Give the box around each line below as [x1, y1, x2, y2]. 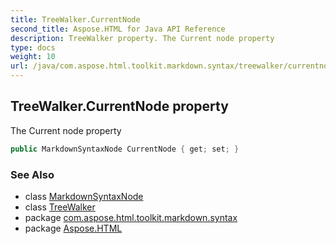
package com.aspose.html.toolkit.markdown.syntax [24, 211, 238, 223]
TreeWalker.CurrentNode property [10, 98, 229, 115]
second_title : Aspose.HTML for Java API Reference [10, 24, 226, 34]
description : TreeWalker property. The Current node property [10, 33, 275, 43]
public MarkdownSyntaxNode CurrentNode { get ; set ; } [10, 144, 240, 154]
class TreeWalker [24, 201, 96, 213]
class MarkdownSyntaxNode [24, 190, 144, 202]
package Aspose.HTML [24, 222, 123, 234]
